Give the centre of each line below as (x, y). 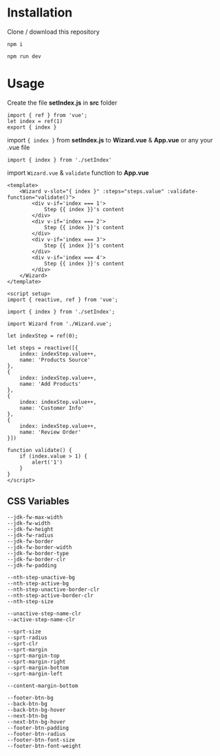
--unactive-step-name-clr (44, 614)
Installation (40, 13)
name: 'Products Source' (55, 360)
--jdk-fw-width (29, 523)
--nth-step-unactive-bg (41, 577)
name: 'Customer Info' (52, 408)
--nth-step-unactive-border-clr (53, 590)
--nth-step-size (30, 601)
